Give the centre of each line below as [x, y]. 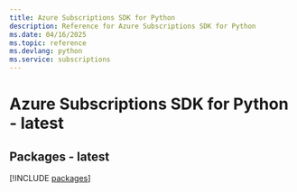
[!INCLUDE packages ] [50, 178]
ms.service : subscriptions [60, 59]
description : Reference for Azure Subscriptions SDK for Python [133, 26]
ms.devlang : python [46, 51]
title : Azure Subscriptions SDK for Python [93, 18]
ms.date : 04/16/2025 [48, 34]
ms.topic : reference [48, 43]
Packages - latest [60, 156]
